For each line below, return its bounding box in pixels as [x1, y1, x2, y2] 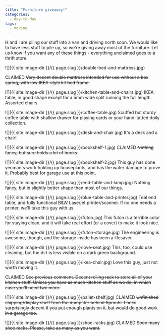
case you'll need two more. [5, 285, 60, 291]
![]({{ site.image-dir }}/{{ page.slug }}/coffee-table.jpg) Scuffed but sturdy [5, 110, 156, 116]
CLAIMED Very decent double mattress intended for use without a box [5, 74, 149, 80]
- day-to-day [9, 16, 37, 21]
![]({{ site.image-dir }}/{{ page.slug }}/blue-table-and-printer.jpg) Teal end [5, 195, 157, 201]
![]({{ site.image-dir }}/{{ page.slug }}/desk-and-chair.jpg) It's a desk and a [5, 130, 158, 135]
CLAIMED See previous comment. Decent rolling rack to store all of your [5, 274, 153, 280]
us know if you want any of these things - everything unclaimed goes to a [5, 50, 155, 56]
